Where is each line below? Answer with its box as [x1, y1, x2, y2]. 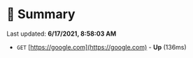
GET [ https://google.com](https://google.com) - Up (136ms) [16, 43, 187, 51]
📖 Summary [6, 6, 76, 22]
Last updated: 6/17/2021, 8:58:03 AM [6, 29, 117, 38]
